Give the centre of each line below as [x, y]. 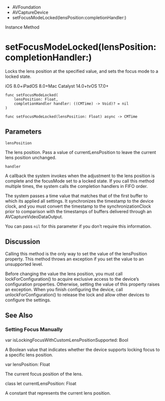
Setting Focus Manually [34, 329]
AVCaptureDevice [30, 12]
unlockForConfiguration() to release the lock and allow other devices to [77, 294]
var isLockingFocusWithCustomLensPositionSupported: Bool [67, 340]
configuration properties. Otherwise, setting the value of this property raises [82, 284]
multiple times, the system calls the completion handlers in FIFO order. [77, 186]
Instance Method [22, 27]
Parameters [23, 132]
